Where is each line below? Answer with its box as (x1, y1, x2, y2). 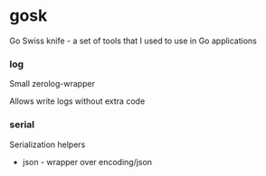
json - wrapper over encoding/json (22, 156, 152, 167)
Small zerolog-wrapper (9, 79, 95, 89)
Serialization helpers (9, 139, 86, 150)
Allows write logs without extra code (9, 96, 146, 107)
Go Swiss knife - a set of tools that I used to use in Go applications (9, 35, 258, 46)
